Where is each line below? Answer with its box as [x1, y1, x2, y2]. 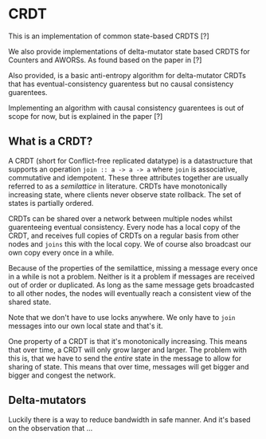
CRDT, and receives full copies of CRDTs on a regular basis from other [8, 231, 239, 240]
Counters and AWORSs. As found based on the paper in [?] [8, 55, 202, 65]
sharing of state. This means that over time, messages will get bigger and [8, 362, 249, 371]
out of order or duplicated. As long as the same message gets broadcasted [8, 280, 255, 290]
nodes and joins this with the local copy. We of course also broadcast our [8, 239, 252, 248]
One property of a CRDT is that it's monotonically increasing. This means [8, 336, 248, 346]
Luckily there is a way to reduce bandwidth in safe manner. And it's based [8, 414, 251, 424]
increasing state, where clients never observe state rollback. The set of [8, 189, 241, 200]
